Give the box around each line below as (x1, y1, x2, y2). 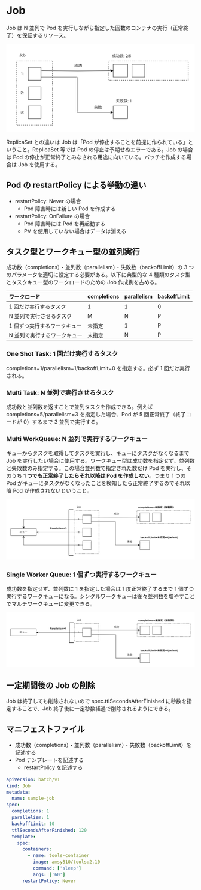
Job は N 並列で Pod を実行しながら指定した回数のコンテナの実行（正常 (6, 24, 184, 31)
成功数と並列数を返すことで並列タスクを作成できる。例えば (6, 403, 153, 410)
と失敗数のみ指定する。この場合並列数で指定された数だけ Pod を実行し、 (6, 465, 187, 472)
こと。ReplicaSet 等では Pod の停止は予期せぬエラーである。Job (16, 145, 176, 153)
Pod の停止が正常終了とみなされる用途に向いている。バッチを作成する (13, 153, 187, 160)
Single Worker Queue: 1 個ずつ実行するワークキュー (6, 570, 157, 579)
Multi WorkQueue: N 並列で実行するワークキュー (6, 434, 148, 443)
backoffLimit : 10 (11, 821, 55, 827)
